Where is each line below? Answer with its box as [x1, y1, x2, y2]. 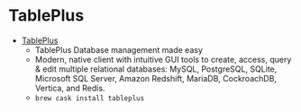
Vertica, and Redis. [34, 82, 105, 93]
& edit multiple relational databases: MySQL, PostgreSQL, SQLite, [34, 64, 278, 74]
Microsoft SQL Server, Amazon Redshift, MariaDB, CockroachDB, [34, 73, 277, 83]
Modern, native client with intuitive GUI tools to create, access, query [34, 54, 292, 65]
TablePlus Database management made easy [34, 44, 204, 55]
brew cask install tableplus [34, 93, 145, 103]
